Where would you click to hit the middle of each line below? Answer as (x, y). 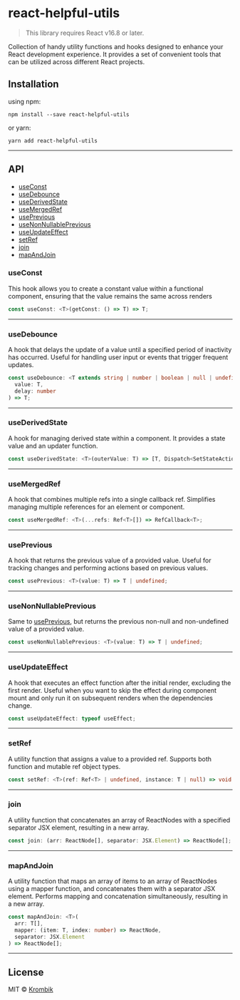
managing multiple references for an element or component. (96, 507)
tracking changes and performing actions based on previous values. (108, 568)
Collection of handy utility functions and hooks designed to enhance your (116, 46)
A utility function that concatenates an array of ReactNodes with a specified (119, 820)
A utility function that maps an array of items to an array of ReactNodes (113, 881)
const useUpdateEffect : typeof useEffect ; (72, 718)
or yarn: (20, 128)
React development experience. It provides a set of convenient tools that (115, 54)
